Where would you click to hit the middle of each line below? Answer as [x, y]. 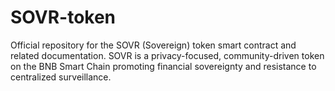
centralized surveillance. [61, 77]
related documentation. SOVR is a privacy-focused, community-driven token [167, 55]
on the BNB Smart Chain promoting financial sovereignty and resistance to [163, 66]
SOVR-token [63, 17]
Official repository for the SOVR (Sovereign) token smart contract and [153, 45]
